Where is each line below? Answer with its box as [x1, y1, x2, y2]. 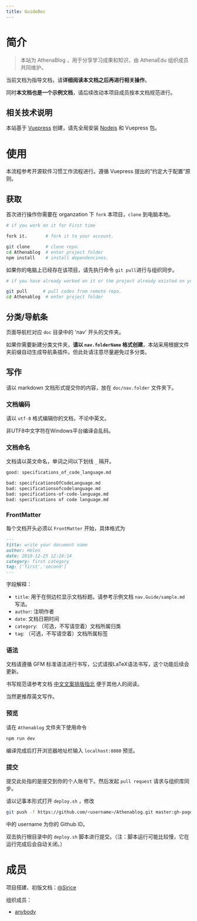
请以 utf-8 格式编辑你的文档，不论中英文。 [6, 415, 110, 422]
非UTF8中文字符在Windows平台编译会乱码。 [6, 428, 114, 435]
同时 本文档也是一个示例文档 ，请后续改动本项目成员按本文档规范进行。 [6, 89, 176, 96]
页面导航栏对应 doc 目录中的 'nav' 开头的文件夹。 [6, 328, 124, 336]
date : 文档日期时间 [14, 615, 60, 622]
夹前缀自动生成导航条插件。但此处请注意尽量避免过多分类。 [6, 348, 150, 355]
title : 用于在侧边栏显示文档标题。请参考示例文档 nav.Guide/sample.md [14, 593, 185, 601]
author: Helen [6, 547, 41, 554]
